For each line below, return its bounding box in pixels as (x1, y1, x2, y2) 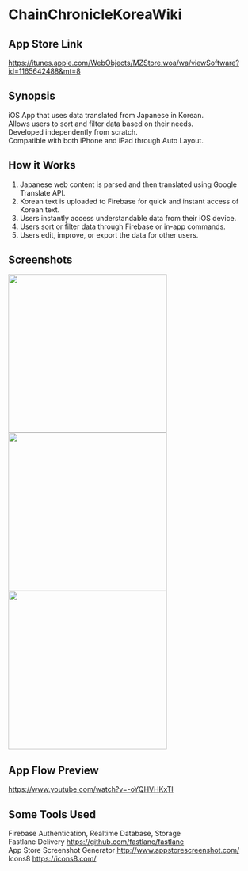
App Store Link (8, 37, 83, 51)
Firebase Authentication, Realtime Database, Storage (8, 829, 181, 839)
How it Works (8, 158, 76, 172)
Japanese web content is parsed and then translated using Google (19, 180, 238, 189)
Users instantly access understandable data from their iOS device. (19, 213, 237, 223)
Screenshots (8, 253, 73, 267)
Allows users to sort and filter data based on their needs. (8, 119, 194, 128)
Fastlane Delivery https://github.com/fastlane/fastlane (8, 837, 185, 846)
